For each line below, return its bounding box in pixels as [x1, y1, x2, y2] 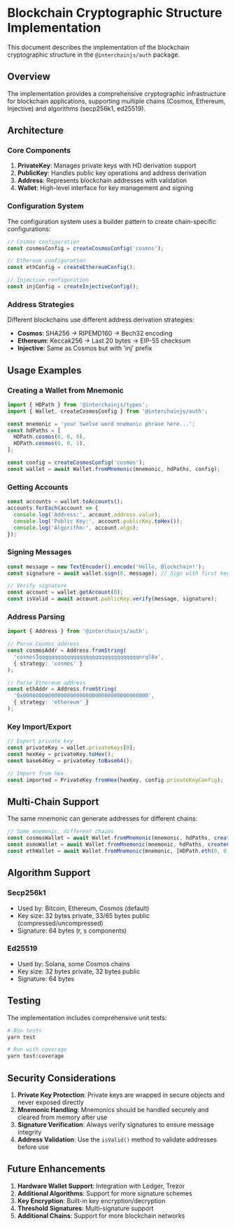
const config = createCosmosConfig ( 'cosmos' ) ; [7, 459, 145, 467]
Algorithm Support [7, 867, 91, 879]
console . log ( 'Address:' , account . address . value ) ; [13, 511, 161, 518]
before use [17, 1142, 49, 1151]
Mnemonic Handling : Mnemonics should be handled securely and [17, 1105, 209, 1113]
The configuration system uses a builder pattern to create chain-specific [7, 217, 217, 226]
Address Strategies [7, 299, 75, 309]
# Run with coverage [7, 1046, 68, 1053]
